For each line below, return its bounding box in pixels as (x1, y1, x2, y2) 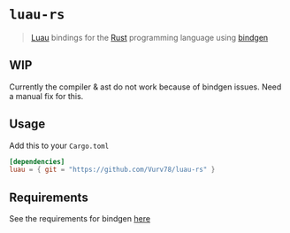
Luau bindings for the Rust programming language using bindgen (30, 32, 269, 43)
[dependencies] (9, 157, 65, 166)
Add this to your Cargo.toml (9, 140, 110, 151)
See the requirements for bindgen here (9, 214, 151, 224)
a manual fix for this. (9, 90, 84, 101)
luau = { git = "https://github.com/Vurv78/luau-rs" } (9, 166, 216, 175)
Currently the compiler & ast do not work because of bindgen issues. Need (9, 82, 282, 92)
